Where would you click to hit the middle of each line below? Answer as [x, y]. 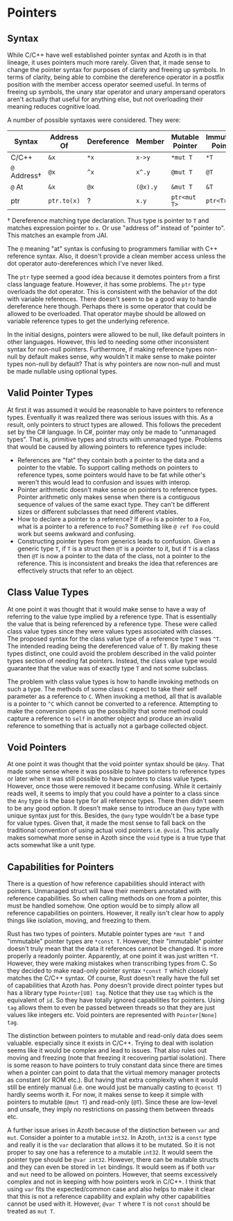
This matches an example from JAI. [58, 235]
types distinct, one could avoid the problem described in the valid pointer [112, 653]
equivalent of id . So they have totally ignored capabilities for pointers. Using [116, 1001]
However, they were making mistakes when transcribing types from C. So [112, 963]
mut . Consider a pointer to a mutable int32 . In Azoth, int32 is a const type [112, 1138]
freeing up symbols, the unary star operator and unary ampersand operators [116, 92]
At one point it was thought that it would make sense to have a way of [106, 609]
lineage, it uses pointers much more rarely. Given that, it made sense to [109, 62]
